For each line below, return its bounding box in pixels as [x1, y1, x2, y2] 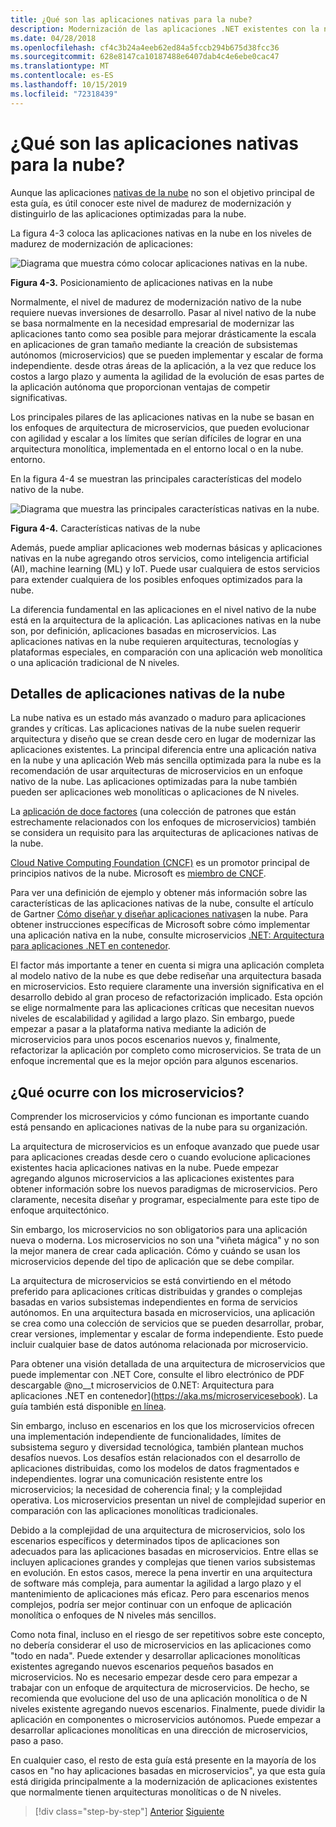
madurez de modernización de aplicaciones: [10, 237, 193, 250]
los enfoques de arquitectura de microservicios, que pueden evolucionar [10, 421, 310, 433]
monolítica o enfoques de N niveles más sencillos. [10, 1609, 217, 1621]
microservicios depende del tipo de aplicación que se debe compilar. [10, 1256, 295, 1268]
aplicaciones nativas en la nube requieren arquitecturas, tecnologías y [10, 635, 299, 647]
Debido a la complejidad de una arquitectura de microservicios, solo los [10, 1524, 306, 1536]
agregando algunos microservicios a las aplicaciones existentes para [10, 1172, 295, 1185]
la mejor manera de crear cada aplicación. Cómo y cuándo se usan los [10, 1245, 301, 1257]
